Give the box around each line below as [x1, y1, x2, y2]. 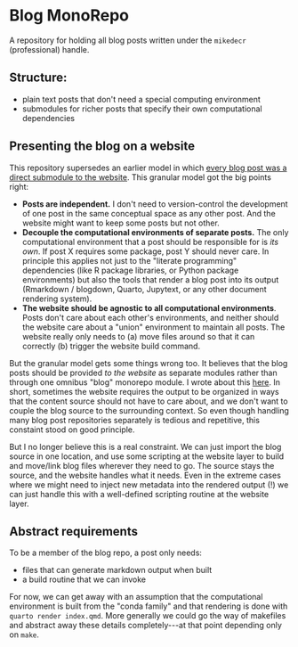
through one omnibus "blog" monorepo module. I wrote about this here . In [9, 376, 281, 388]
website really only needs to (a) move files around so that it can [21, 331, 255, 341]
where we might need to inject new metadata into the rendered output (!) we [9, 479, 289, 490]
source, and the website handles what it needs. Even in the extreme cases [9, 470, 282, 480]
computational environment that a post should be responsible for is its [21, 236, 278, 247]
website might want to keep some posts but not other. [21, 217, 220, 228]
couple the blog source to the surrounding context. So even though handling [9, 405, 289, 415]
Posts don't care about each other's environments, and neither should [21, 312, 279, 323]
